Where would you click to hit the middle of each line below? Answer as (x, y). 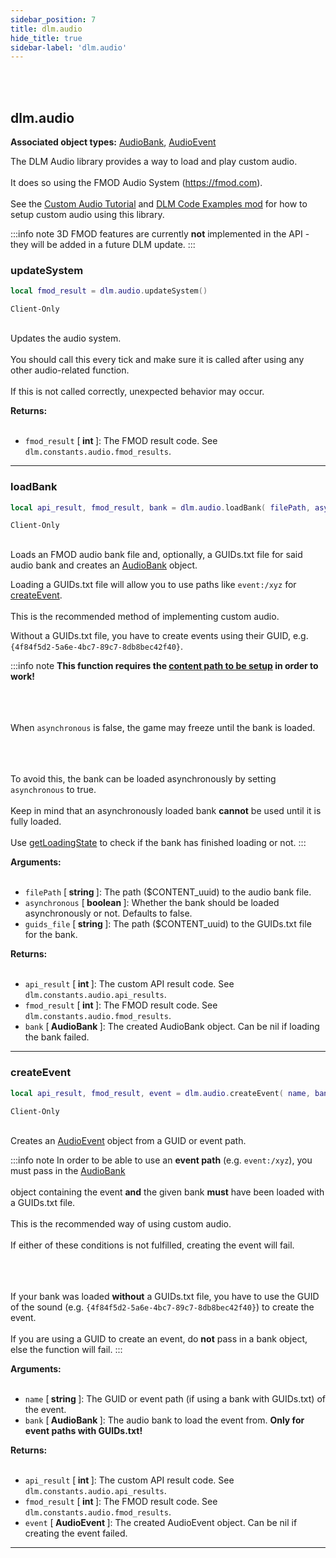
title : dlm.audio (46, 29)
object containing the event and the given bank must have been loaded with (167, 1192)
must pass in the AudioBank (68, 1170)
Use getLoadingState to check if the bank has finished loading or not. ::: (158, 843)
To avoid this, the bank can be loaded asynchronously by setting (143, 779)
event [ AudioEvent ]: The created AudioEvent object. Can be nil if (161, 1522)
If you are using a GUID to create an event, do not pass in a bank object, (159, 1338)
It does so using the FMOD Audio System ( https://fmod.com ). (136, 183)
